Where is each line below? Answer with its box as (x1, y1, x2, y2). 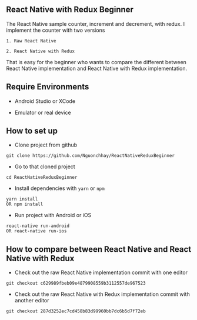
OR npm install (6, 201, 44, 208)
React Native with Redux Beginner (6, 5, 134, 15)
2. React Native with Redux (6, 48, 75, 54)
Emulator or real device (14, 109, 72, 116)
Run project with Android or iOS (14, 212, 92, 219)
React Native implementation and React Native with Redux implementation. (6, 65, 188, 72)
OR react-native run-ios (6, 228, 67, 234)
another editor (14, 297, 49, 304)
